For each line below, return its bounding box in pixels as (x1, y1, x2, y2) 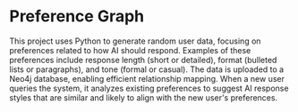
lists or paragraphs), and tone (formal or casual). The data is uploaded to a (9, 64, 285, 75)
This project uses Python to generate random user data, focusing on (9, 36, 261, 46)
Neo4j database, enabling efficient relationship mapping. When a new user (9, 73, 285, 84)
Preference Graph (9, 6, 145, 27)
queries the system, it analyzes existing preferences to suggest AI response (9, 83, 289, 93)
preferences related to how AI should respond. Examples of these (9, 44, 251, 55)
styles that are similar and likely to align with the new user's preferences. (9, 92, 278, 103)
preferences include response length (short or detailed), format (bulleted (9, 54, 277, 65)
